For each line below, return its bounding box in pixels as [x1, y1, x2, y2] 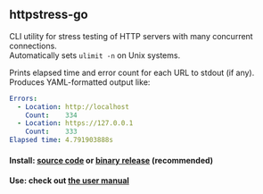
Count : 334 [25, 111, 78, 120]
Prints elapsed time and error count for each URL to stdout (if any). [9, 67, 255, 78]
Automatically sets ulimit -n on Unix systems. [9, 49, 181, 61]
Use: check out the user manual [9, 175, 129, 186]
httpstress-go [9, 7, 88, 22]
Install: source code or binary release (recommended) [9, 155, 214, 165]
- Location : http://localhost [17, 102, 129, 111]
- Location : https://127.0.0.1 [17, 119, 134, 128]
